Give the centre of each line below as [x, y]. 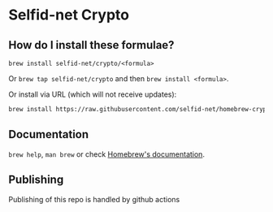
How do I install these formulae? [91, 45]
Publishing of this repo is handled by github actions [94, 199]
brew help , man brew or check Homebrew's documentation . [107, 154]
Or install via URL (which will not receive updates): [93, 94]
